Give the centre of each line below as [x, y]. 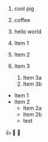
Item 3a [32, 78]
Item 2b [32, 114]
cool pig [24, 9]
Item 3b [32, 84]
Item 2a [32, 108]
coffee [22, 20]
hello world [28, 31]
